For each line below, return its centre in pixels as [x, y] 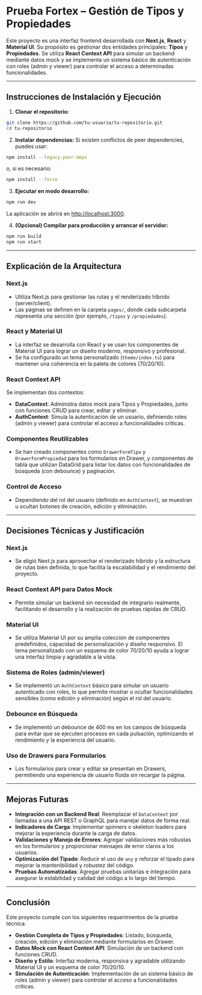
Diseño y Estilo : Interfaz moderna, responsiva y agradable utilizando [100, 961]
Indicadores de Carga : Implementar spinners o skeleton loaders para [100, 826]
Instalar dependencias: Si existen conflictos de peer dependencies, [99, 140]
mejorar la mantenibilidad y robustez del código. [75, 865]
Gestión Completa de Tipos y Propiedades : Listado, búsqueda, [94, 935]
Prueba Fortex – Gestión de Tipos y [95, 11]
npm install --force [32, 180]
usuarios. [26, 852]
